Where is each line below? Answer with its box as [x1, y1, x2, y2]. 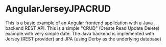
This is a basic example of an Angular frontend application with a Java [5, 20, 153, 26]
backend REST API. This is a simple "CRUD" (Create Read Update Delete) [5, 25, 160, 31]
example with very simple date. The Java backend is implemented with [5, 30, 155, 36]
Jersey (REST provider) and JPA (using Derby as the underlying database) [5, 36, 162, 42]
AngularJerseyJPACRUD [5, 3, 111, 15]
